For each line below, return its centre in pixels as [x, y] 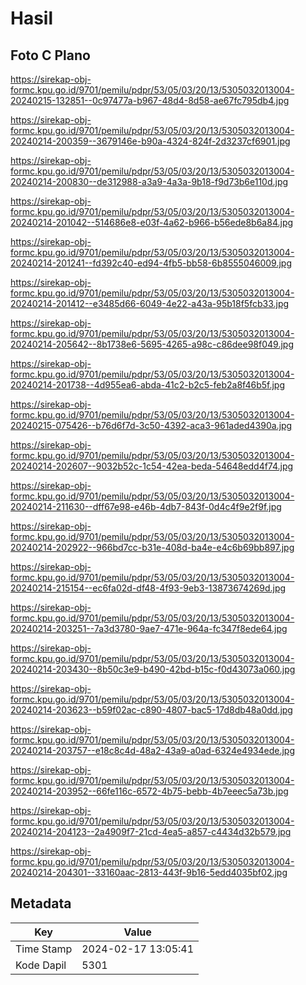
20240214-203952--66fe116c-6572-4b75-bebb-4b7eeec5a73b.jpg [149, 791]
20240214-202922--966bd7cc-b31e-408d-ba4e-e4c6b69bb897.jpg [152, 547]
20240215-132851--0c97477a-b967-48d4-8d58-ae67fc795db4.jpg [150, 100]
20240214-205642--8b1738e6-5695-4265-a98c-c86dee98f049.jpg [152, 344]
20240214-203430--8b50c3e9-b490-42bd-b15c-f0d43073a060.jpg [153, 669]
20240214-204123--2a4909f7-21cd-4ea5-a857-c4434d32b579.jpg [151, 831]
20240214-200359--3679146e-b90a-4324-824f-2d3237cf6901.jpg [150, 141]
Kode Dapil [41, 965]
